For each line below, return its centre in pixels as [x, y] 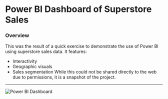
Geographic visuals [32, 66]
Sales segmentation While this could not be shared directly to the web [84, 72]
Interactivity [25, 61]
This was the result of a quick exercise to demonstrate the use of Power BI [82, 46]
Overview [17, 35]
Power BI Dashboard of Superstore [78, 9]
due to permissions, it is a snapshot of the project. [64, 77]
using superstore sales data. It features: [46, 51]
